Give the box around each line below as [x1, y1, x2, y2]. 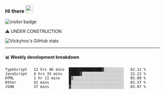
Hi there [5, 7, 25, 14]
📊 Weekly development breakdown [5, 54, 80, 60]
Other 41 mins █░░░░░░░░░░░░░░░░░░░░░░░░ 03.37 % [5, 80, 146, 85]
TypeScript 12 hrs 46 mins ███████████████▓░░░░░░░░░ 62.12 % [5, 67, 146, 72]
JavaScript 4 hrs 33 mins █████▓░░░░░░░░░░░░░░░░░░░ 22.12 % [5, 71, 146, 76]
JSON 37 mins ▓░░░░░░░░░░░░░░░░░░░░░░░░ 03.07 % [5, 84, 146, 89]
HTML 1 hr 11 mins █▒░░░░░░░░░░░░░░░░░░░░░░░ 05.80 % [5, 75, 146, 81]
